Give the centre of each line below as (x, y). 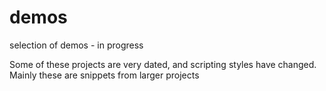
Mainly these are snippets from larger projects (104, 75)
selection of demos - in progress (76, 45)
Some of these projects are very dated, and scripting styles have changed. (163, 64)
